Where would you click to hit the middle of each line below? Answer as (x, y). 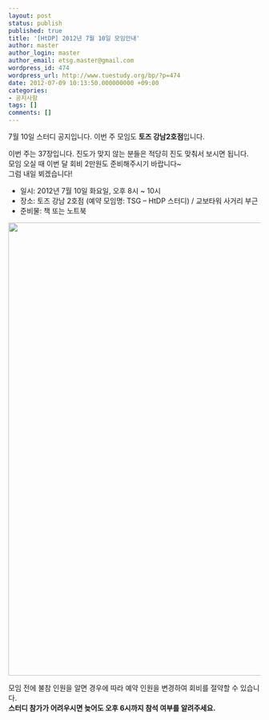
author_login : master (44, 53)
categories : (28, 90)
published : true (35, 31)
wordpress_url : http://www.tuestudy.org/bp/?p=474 (94, 75)
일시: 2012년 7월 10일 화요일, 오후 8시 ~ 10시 (90, 191)
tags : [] (23, 105)
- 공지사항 (23, 98)
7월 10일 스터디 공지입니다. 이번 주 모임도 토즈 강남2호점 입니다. (107, 136)
